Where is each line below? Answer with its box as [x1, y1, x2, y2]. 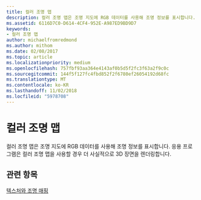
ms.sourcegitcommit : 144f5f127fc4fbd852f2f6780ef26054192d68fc [6, 71, 170, 77]
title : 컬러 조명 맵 [6, 8, 52, 15]
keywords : [6, 25, 31, 32]
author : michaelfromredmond [6, 37, 77, 43]
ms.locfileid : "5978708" [6, 93, 69, 99]
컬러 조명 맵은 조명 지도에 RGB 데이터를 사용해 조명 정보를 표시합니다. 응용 [6, 142, 182, 150]
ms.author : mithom [6, 43, 53, 49]
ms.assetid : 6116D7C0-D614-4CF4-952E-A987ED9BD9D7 [6, 20, 137, 26]
